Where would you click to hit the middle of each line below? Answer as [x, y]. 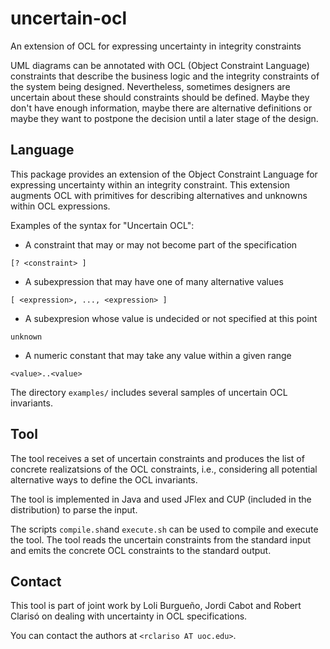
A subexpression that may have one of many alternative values [154, 281]
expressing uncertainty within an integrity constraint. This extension [150, 184]
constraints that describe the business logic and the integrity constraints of [165, 76]
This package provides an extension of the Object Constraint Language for [164, 174]
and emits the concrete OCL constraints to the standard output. [141, 550]
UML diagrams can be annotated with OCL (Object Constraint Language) [160, 65]
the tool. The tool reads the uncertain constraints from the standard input [161, 539]
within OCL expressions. [60, 206]
